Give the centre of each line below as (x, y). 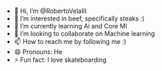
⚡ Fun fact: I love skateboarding (60, 60)
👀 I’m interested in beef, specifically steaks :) (79, 18)
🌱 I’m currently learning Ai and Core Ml (70, 26)
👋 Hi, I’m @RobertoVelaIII (50, 11)
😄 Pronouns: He (38, 52)
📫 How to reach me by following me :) (70, 42)
